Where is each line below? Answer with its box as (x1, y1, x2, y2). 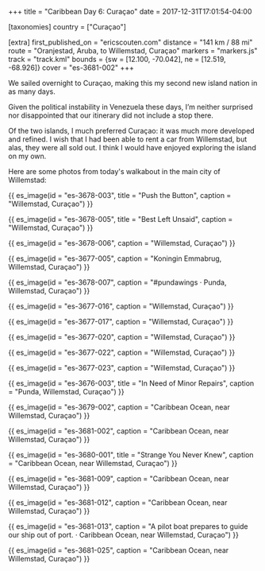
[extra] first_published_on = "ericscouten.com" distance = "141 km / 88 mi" (8, 37, 253, 47)
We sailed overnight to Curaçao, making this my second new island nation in (8, 79, 258, 87)
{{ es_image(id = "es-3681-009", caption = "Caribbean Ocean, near (8, 474, 229, 484)
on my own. (8, 151, 47, 161)
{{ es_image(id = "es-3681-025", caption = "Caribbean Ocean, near (8, 546, 229, 555)
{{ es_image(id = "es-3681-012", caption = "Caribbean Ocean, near (8, 498, 228, 507)
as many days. (8, 87, 56, 96)
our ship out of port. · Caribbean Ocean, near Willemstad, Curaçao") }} (8, 530, 240, 539)
